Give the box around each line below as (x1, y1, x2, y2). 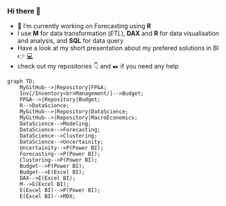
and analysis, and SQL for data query (17, 37, 124, 45)
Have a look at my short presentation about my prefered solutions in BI (17, 44, 219, 53)
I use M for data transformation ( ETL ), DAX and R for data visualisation (17, 29, 220, 37)
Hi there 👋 (7, 6, 42, 16)
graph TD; (7, 78, 36, 85)
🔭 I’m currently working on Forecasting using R (17, 22, 151, 30)
